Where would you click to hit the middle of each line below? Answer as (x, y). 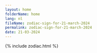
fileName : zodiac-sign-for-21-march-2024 (48, 23)
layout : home (18, 9)
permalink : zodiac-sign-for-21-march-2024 (48, 28)
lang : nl (14, 18)
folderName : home (23, 14)
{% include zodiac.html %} (32, 46)
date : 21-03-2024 (23, 32)
